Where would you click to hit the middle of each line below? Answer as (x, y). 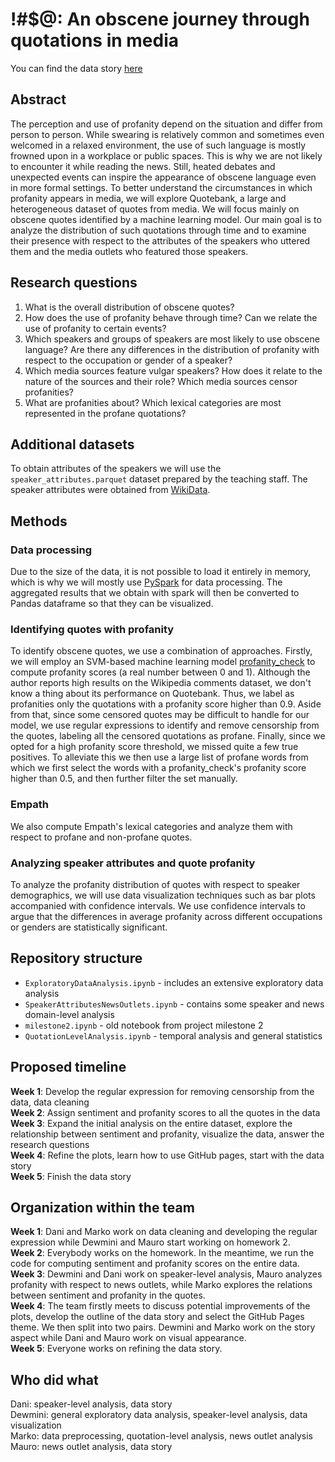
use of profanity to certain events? (95, 328)
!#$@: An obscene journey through (160, 19)
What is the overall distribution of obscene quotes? (129, 307)
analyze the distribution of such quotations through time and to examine (158, 230)
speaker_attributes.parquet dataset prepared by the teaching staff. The (159, 479)
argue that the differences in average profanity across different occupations (166, 916)
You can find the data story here (76, 68)
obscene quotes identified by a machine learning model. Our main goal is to (166, 219)
